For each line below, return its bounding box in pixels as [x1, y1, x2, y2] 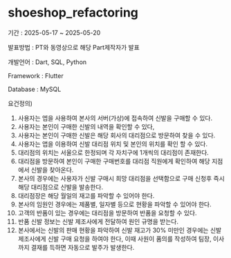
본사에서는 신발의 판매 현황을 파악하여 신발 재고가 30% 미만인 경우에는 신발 [17, 226, 222, 234]
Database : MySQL [8, 85, 62, 93]
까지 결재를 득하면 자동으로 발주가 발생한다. [17, 243, 135, 251]
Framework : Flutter [8, 71, 64, 80]
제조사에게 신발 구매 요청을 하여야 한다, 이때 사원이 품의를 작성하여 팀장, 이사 [17, 235, 225, 243]
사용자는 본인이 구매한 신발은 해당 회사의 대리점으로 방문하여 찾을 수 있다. [17, 131, 216, 139]
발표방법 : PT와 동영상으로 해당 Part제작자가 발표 [8, 43, 140, 51]
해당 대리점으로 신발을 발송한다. [17, 183, 103, 191]
